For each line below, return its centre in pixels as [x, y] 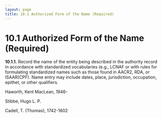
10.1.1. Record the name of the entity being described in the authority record [81, 62]
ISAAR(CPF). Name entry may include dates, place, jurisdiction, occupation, [81, 77]
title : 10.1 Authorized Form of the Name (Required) [60, 14]
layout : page [18, 9]
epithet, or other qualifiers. [32, 83]
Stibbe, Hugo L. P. [23, 101]
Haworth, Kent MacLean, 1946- [36, 92]
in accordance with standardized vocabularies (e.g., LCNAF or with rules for [81, 67]
